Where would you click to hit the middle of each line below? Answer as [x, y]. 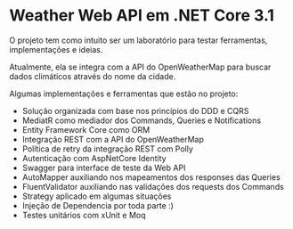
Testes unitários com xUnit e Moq [84, 215]
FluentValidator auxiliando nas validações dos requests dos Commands [153, 186]
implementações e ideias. [56, 49]
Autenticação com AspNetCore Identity [94, 158]
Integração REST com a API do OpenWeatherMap [113, 139]
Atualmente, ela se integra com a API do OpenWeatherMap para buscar [140, 67]
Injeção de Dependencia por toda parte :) [98, 205]
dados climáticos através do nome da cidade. [93, 76]
